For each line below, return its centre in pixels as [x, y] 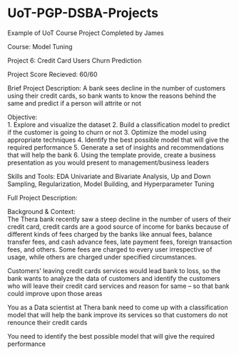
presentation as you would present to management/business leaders [108, 163]
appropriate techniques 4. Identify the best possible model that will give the [118, 140]
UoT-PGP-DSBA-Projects [83, 13]
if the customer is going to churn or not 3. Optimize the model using [107, 132]
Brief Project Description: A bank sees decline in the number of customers [117, 88]
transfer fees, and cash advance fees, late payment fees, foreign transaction [120, 242]
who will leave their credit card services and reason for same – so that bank [118, 286]
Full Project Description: [42, 197]
